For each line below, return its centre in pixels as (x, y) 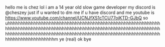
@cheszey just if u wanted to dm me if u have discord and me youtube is (80, 12)
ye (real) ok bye (75, 39)
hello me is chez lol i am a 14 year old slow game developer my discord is (80, 7)
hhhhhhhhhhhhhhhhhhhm (32, 39)
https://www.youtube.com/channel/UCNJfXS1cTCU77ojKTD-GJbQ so (77, 18)
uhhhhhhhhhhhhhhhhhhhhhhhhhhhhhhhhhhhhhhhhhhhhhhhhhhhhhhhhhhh (83, 23)
